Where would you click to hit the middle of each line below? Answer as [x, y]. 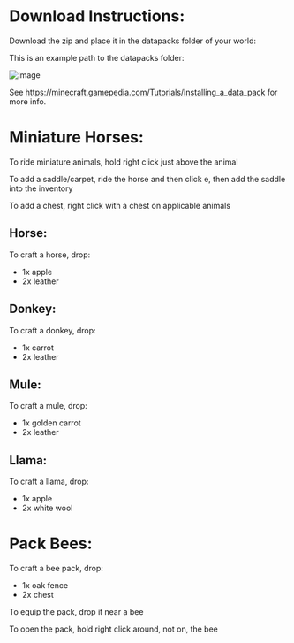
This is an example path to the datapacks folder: [97, 57]
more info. [28, 101]
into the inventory [41, 188]
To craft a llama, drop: [49, 482]
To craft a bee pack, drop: [57, 569]
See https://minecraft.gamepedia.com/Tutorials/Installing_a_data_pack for [143, 92]
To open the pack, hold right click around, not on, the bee [114, 629]
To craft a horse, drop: [50, 255]
